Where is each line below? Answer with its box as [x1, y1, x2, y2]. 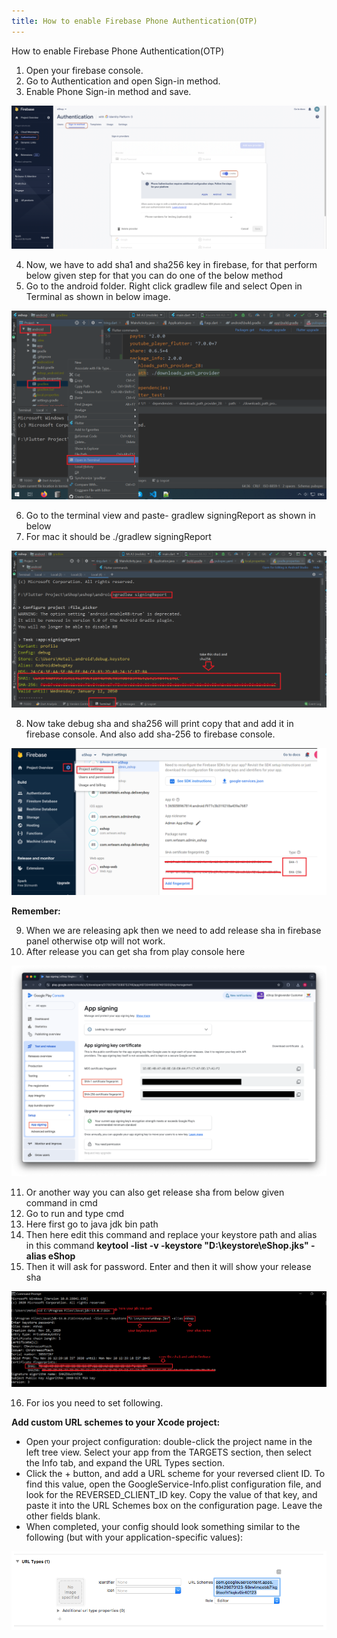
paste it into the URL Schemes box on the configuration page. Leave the [25, 1500, 323, 1512]
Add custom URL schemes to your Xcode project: [11, 1416, 221, 1429]
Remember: [11, 905, 61, 917]
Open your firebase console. [25, 64, 144, 76]
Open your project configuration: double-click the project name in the [25, 1436, 313, 1448]
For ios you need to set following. [25, 1397, 164, 1409]
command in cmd [25, 1197, 98, 1209]
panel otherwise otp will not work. [25, 935, 166, 947]
